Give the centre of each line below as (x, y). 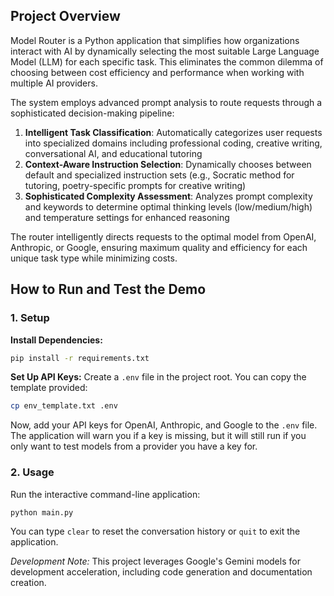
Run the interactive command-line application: (105, 494)
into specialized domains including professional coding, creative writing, (173, 143)
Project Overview (65, 16)
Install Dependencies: (56, 340)
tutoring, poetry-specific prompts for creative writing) (135, 185)
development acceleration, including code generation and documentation (161, 572)
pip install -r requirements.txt (80, 358)
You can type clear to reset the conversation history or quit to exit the (155, 531)
